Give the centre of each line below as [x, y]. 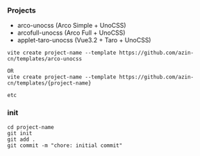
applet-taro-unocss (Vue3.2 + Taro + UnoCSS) [84, 40]
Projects [22, 10]
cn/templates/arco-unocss [44, 59]
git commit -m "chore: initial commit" [65, 145]
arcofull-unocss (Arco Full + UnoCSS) [71, 33]
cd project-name [31, 127]
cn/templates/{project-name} [49, 83]
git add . [22, 139]
